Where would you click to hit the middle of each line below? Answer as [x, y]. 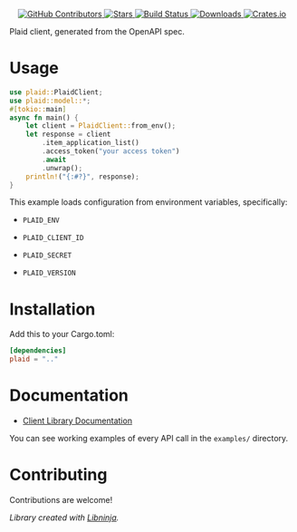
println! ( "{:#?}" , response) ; [83, 177]
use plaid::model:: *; [50, 101]
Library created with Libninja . [64, 517]
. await [54, 160]
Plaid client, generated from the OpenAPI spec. [97, 31]
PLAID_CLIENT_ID [53, 238]
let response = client [68, 135]
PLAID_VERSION [49, 273]
